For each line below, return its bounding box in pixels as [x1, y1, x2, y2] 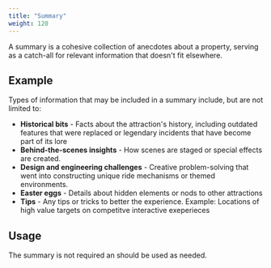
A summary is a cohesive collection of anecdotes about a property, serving [8, 41, 259, 51]
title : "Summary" [8, 11, 67, 20]
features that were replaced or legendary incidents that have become [19, 128, 252, 138]
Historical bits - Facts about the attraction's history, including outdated [19, 119, 258, 130]
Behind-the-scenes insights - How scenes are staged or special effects [19, 145, 263, 155]
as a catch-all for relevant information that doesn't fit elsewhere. [8, 50, 222, 60]
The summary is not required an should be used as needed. [8, 250, 208, 260]
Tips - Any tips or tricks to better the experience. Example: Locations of [19, 197, 260, 206]
